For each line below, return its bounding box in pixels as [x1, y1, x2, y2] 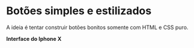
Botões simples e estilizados [6, 4, 152, 18]
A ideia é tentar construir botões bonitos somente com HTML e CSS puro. [6, 24, 189, 31]
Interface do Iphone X [6, 35, 62, 42]
